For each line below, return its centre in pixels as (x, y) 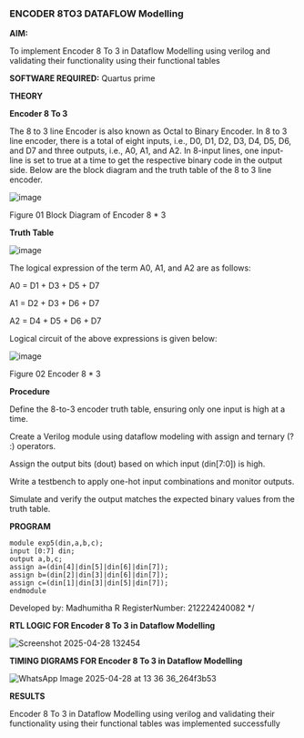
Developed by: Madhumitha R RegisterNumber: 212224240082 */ (132, 608)
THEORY (26, 96)
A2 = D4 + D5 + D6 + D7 (56, 321)
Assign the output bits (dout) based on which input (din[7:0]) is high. (137, 464)
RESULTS (27, 696)
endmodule (28, 591)
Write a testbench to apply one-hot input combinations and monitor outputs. (152, 482)
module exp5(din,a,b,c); (56, 543)
